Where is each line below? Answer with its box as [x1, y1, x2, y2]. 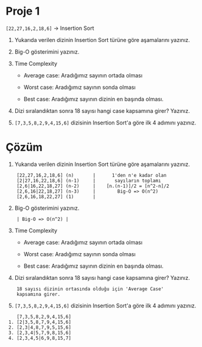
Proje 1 [5, 4, 40, 18]
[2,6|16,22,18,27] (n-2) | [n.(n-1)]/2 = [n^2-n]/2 [16, 183, 170, 189]
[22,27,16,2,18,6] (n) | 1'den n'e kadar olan [16, 172, 167, 178]
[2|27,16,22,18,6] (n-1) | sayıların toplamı [16, 177, 162, 184]
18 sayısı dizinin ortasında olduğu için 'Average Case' [16, 285, 164, 292]
